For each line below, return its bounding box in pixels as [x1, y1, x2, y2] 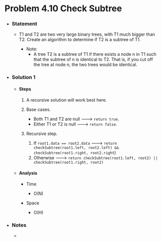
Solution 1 [11, 74, 36, 81]
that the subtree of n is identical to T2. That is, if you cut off [33, 57, 153, 63]
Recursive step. [26, 131, 58, 136]
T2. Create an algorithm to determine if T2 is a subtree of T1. [19, 37, 141, 43]
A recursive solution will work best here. [26, 97, 107, 103]
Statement [11, 21, 38, 27]
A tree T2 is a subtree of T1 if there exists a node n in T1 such [33, 51, 157, 57]
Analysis [19, 170, 38, 176]
